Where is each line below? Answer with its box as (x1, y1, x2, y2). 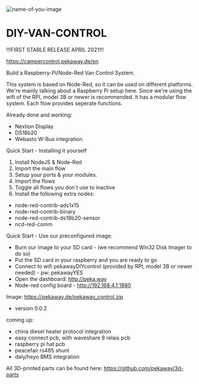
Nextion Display (14, 123, 54, 130)
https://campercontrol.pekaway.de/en (6, 57, 99, 65)
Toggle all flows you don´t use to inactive (14, 183, 116, 191)
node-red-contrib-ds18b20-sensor (14, 214, 100, 221)
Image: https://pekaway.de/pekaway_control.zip (6, 293, 124, 300)
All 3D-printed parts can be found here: (6, 364, 103, 371)
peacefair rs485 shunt (14, 346, 70, 354)
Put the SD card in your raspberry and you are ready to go (14, 256, 157, 263)
